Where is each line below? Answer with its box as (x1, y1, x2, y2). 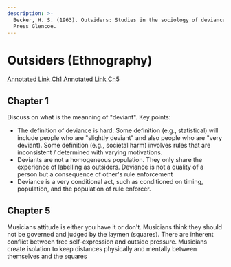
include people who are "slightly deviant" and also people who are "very (16, 134, 222, 142)
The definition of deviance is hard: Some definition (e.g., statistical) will (16, 126, 219, 135)
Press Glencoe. (13, 23, 57, 30)
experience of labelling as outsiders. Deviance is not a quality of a (16, 163, 204, 172)
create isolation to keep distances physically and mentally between (7, 244, 197, 253)
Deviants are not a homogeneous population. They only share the (16, 156, 203, 164)
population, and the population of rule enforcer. (16, 185, 151, 193)
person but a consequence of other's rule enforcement (16, 170, 173, 178)
